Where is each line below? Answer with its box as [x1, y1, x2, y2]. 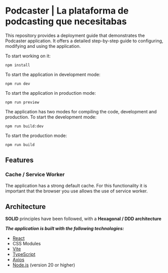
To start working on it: [5, 53, 51, 59]
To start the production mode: [5, 132, 67, 139]
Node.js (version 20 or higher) [12, 262, 75, 268]
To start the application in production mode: [5, 90, 96, 96]
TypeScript [12, 251, 36, 257]
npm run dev [5, 81, 30, 86]
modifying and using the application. [5, 43, 81, 49]
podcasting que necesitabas [5, 16, 127, 27]
